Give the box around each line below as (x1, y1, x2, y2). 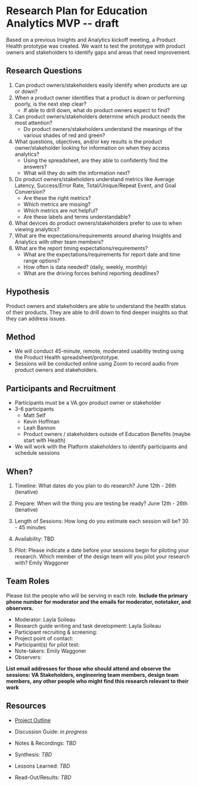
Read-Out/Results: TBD (14, 774, 72, 781)
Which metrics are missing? (23, 201, 91, 208)
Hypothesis (6, 287, 50, 297)
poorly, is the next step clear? (14, 100, 87, 107)
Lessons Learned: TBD (14, 762, 71, 769)
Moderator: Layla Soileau (14, 615, 76, 623)
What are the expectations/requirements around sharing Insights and (14, 232, 182, 239)
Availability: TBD (14, 535, 55, 542)
